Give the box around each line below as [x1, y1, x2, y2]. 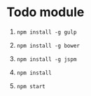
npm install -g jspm [16, 55, 77, 63]
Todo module [6, 4, 85, 20]
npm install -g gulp [16, 29, 77, 36]
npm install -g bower [16, 42, 80, 49]
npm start [16, 83, 46, 90]
